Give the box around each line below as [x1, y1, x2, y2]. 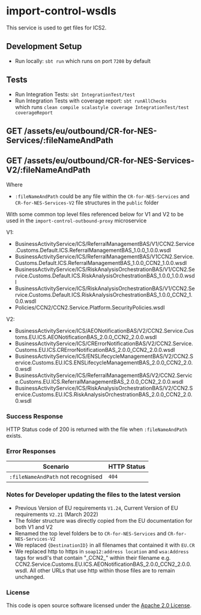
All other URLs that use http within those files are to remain [29, 566, 175, 574]
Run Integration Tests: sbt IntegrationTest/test [14, 91, 136, 98]
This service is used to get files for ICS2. [6, 24, 107, 31]
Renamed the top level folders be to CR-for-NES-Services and [14, 529, 167, 537]
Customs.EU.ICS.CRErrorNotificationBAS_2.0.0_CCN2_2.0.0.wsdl [14, 346, 175, 353]
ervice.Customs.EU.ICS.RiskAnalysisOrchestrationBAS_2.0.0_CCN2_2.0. [14, 391, 193, 398]
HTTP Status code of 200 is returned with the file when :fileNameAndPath [6, 426, 188, 433]
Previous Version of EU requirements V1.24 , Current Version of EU [14, 504, 178, 511]
